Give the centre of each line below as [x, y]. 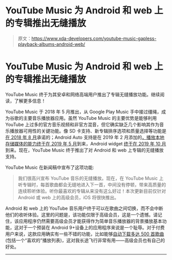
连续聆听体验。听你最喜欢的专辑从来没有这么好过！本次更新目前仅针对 [92, 191]
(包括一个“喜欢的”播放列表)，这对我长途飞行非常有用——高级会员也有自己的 [85, 240]
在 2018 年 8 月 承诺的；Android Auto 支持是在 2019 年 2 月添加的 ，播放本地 [85, 137]
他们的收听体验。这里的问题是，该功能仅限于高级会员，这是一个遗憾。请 [81, 214]
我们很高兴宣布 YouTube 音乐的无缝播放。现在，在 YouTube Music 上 [91, 178]
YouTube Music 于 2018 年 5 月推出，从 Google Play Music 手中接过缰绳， [83, 112]
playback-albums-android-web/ [51, 44]
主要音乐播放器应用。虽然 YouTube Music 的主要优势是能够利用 [90, 118]
